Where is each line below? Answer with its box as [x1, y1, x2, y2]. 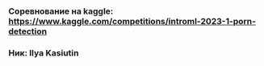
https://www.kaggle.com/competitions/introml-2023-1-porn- [8, 15, 257, 27]
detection [8, 26, 47, 37]
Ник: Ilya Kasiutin [8, 47, 79, 58]
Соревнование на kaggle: [8, 6, 114, 17]
